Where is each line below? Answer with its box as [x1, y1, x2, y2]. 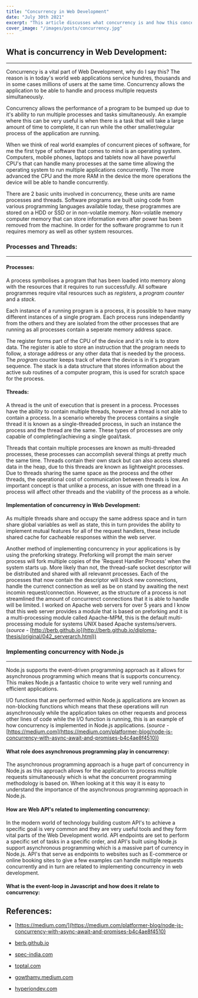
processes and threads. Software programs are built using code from [6, 197, 174, 204]
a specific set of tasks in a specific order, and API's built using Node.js [6, 837, 177, 845]
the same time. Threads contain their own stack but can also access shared [6, 457, 190, 464]
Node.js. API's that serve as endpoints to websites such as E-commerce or [6, 850, 188, 858]
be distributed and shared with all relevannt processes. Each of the [6, 570, 169, 577]
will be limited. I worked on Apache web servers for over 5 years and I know [6, 601, 190, 608]
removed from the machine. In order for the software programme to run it [6, 222, 184, 229]
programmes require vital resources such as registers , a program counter [6, 289, 184, 296]
